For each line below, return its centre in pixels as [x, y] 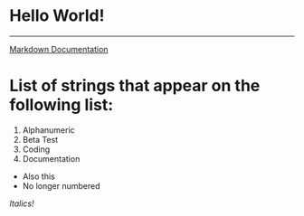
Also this [39, 176]
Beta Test [40, 139]
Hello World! [57, 16]
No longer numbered [62, 185]
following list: [62, 105]
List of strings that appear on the [135, 86]
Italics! [22, 203]
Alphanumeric [48, 130]
